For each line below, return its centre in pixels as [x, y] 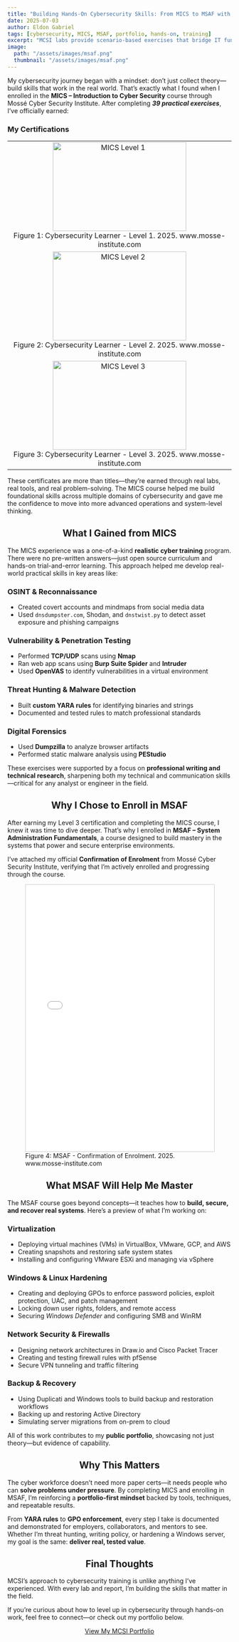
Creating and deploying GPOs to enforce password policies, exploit [116, 1293]
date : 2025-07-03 [33, 21]
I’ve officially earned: [38, 110]
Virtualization [31, 1229]
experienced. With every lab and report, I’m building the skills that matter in [117, 1589]
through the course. [36, 874]
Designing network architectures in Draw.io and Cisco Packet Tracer [118, 1350]
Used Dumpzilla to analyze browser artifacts [83, 747]
